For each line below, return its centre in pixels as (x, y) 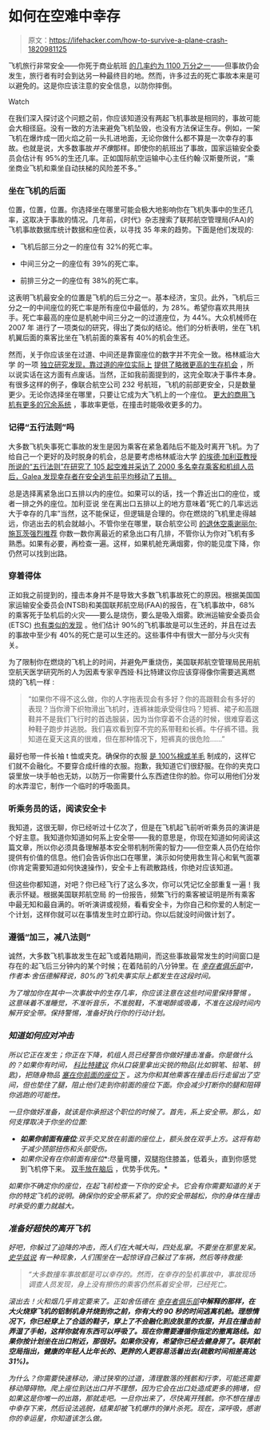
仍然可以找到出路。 (40, 553)
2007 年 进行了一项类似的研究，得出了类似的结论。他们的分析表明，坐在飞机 (134, 328)
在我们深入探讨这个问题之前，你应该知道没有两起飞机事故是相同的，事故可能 (134, 118)
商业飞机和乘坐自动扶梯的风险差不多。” (78, 168)
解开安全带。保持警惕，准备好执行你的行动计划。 (89, 1013)
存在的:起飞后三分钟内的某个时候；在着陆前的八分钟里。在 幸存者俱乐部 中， (133, 966)
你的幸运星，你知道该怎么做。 (57, 1418)
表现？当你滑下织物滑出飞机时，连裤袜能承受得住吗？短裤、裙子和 (136, 709)
